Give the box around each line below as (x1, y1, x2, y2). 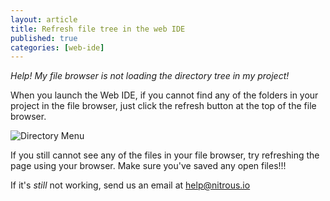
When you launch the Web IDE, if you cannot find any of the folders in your (10, 89, 319, 101)
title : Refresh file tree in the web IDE (10, 24, 186, 34)
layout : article (10, 14, 78, 25)
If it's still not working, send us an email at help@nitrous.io (10, 179, 251, 191)
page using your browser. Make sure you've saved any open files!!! (10, 160, 287, 172)
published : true (10, 33, 78, 43)
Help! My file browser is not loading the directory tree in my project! (10, 70, 290, 82)
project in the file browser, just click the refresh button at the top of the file (10, 100, 317, 112)
